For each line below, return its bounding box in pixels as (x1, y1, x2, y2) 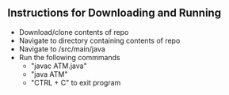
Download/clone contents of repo (18, 27, 129, 36)
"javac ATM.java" (30, 61, 88, 70)
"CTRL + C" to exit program (30, 78, 121, 87)
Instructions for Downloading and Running (7, 6, 222, 20)
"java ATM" (30, 69, 68, 78)
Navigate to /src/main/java (18, 44, 106, 54)
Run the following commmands (18, 52, 120, 62)
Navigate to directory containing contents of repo (18, 36, 181, 45)
